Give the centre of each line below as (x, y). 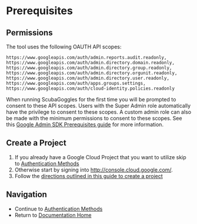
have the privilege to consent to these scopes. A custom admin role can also (99, 112)
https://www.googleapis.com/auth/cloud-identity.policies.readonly (91, 88)
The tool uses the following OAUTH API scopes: (64, 47)
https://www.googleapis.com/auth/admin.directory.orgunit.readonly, (92, 73)
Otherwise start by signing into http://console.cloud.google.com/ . (94, 170)
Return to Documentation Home (53, 215)
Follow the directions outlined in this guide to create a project (89, 176)
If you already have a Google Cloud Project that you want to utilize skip (100, 157)
